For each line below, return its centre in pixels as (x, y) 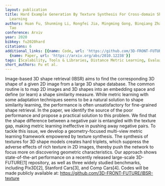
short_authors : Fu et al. (31, 65)
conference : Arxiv (24, 33)
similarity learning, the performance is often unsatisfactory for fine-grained (81, 105)
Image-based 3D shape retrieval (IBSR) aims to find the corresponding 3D (80, 79)
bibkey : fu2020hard (25, 42)
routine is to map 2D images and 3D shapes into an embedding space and (80, 89)
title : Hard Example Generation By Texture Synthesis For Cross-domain (80, 14)
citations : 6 (18, 46)
